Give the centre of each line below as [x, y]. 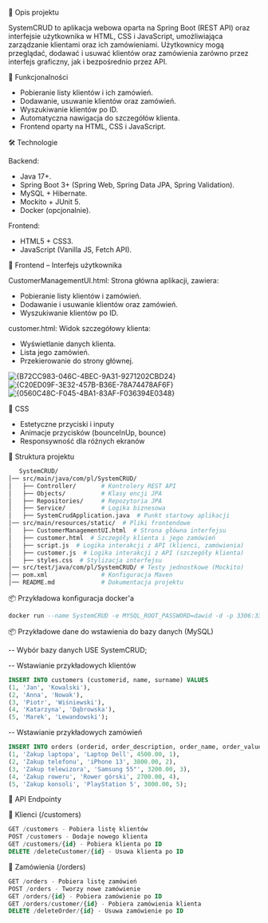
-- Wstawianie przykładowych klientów [72, 665]
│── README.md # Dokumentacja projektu [96, 582]
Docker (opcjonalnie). [55, 210]
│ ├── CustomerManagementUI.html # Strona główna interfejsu [117, 531]
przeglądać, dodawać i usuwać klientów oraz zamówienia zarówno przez [128, 53]
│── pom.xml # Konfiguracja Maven [91, 575]
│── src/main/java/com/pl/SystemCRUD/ [73, 479]
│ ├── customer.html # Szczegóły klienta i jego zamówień [112, 538]
